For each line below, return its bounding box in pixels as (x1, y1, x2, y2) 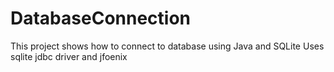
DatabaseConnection (10, 7, 192, 30)
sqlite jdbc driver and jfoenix (10, 50, 128, 62)
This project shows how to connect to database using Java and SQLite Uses (10, 40, 325, 52)
